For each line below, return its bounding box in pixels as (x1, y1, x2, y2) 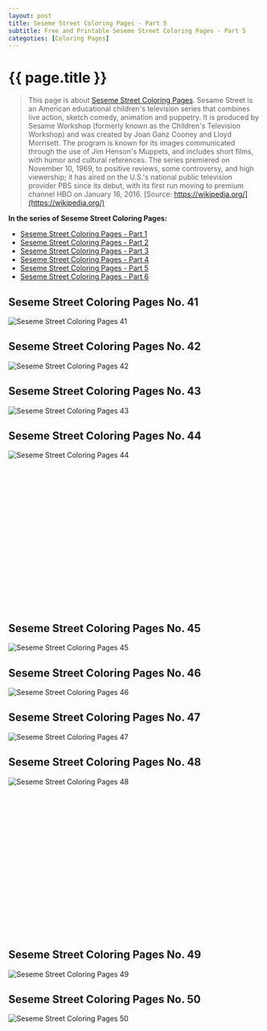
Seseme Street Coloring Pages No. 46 (8, 666, 202, 680)
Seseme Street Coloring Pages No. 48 (8, 755, 202, 769)
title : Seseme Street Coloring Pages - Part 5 (8, 19, 167, 27)
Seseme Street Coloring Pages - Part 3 (19, 246, 150, 256)
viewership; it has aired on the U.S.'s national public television (27, 172, 233, 182)
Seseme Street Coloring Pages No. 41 (8, 295, 199, 309)
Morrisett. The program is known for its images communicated (27, 138, 236, 148)
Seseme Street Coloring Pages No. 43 (8, 384, 202, 398)
